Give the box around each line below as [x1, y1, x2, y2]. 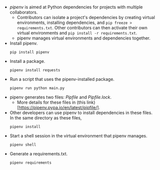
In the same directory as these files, [9, 115, 82, 121]
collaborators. [9, 9, 38, 15]
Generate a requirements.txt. [9, 151, 68, 156]
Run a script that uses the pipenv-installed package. [9, 76, 115, 82]
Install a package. [9, 58, 45, 64]
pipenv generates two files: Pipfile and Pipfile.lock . [9, 94, 112, 100]
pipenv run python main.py [9, 86, 65, 91]
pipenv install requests [9, 68, 60, 73]
